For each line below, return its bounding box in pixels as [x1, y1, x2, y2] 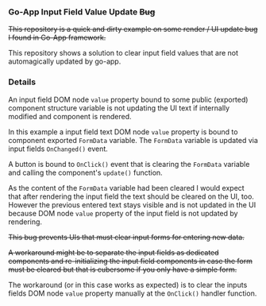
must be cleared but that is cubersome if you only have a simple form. [8, 265, 237, 274]
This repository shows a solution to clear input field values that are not [8, 48, 239, 58]
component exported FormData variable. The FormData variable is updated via [8, 135, 258, 145]
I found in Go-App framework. [8, 33, 106, 42]
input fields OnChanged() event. [8, 144, 109, 153]
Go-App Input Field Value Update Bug [8, 6, 156, 17]
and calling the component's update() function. [8, 168, 163, 177]
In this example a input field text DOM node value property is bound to [8, 126, 238, 137]
